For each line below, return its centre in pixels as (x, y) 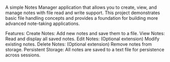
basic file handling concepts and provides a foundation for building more (82, 18)
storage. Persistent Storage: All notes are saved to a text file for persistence (85, 50)
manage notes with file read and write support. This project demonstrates (83, 13)
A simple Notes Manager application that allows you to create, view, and (81, 7)
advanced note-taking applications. (43, 23)
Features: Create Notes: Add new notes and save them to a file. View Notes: (85, 33)
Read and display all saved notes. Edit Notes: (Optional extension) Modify (82, 39)
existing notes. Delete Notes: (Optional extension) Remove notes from (79, 44)
